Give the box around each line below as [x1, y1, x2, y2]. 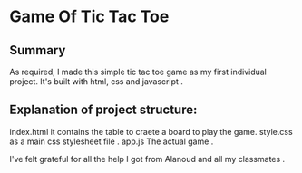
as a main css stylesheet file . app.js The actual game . [9, 136, 214, 147]
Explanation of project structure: [9, 102, 198, 118]
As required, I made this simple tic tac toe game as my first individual [9, 66, 268, 77]
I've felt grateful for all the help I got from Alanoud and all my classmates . [9, 153, 286, 164]
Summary [9, 43, 66, 58]
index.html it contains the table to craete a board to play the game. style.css [9, 126, 293, 137]
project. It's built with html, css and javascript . [9, 76, 184, 87]
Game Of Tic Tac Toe [9, 6, 170, 27]
